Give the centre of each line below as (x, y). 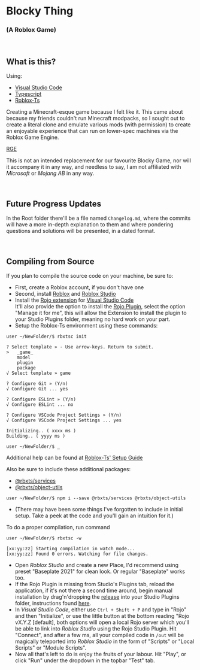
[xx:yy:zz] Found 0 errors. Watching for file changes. (77, 554)
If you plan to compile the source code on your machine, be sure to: (90, 275)
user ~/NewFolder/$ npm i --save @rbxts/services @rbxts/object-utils (96, 498)
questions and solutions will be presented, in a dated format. (81, 231)
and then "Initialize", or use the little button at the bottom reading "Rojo (102, 616)
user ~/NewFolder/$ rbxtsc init (46, 336)
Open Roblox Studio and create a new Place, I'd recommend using (96, 565)
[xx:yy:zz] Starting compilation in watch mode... (71, 548)
